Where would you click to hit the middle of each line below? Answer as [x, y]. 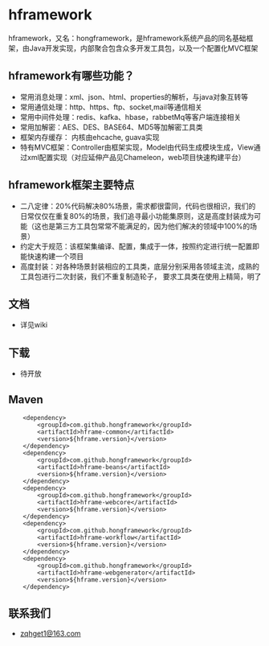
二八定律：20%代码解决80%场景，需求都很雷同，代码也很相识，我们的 [138, 206]
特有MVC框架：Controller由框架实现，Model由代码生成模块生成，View [137, 147]
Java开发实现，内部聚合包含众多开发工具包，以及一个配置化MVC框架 [144, 48]
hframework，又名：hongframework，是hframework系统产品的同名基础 [127, 38]
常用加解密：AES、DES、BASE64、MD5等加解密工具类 [111, 127]
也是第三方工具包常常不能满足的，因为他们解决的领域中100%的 [146, 226]
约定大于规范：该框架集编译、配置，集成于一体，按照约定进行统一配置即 [139, 246]
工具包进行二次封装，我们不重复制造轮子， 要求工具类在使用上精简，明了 [141, 276]
